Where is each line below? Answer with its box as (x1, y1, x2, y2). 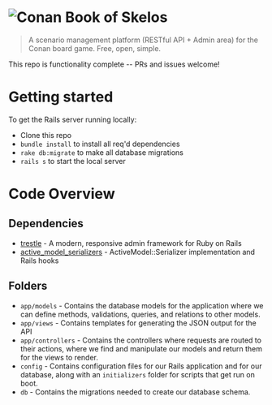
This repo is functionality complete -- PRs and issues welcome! (8, 59, 221, 69)
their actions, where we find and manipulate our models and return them (19, 343, 262, 353)
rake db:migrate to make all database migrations (19, 147, 184, 157)
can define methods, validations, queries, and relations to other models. (19, 309, 261, 319)
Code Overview (8, 185, 115, 203)
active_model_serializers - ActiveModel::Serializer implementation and (19, 247, 256, 256)
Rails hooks (19, 256, 59, 265)
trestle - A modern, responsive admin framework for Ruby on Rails (19, 238, 242, 248)
